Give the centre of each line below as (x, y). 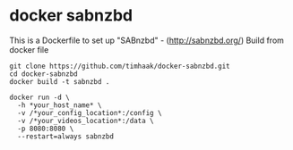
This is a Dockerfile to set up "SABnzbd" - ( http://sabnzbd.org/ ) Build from (147, 40)
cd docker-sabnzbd (43, 74)
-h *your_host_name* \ (60, 105)
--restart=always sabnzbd (66, 136)
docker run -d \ (39, 97)
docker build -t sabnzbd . (60, 81)
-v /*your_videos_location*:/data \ (86, 121)
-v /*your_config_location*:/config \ (90, 112)
